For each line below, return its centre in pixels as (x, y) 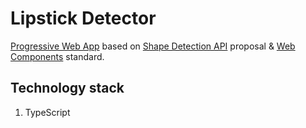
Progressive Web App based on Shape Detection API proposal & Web (153, 46)
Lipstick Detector (83, 18)
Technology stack (67, 88)
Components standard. (57, 56)
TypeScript (47, 112)
